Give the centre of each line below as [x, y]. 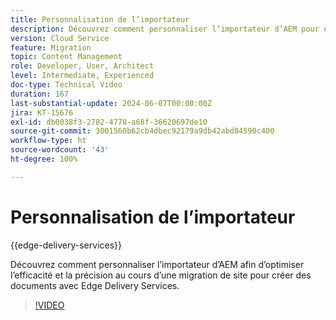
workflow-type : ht [48, 141]
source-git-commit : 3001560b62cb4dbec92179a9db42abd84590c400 [142, 131]
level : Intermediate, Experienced [82, 76]
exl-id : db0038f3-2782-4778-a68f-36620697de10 [109, 122]
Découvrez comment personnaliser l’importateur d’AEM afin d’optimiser [157, 264]
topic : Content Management [66, 57]
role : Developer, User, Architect [82, 66]
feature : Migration [51, 47]
